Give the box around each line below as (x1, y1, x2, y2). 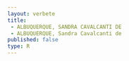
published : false (7, 36, 59, 43)
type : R (7, 43, 30, 50)
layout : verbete (7, 10, 55, 18)
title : (7, 17, 27, 24)
